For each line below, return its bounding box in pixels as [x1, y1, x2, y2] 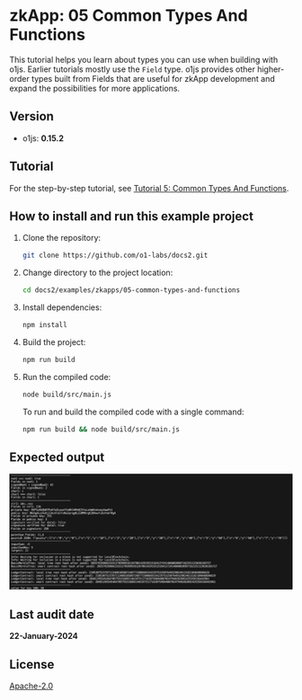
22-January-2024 [9, 631, 78, 642]
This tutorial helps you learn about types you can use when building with [9, 54, 279, 65]
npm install [22, 321, 67, 330]
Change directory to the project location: [22, 267, 173, 279]
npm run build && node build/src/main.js [22, 424, 181, 434]
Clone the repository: [22, 233, 102, 244]
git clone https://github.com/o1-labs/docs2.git [22, 251, 209, 261]
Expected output [9, 450, 105, 465]
